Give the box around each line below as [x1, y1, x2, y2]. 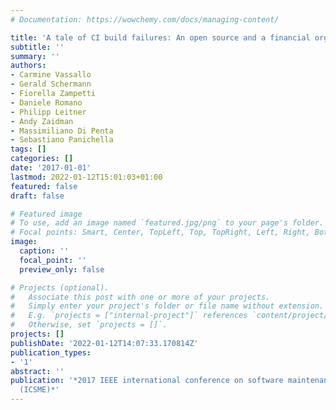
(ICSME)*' [19, 385, 60, 395]
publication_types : [10, 347, 92, 358]
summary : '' [10, 51, 60, 61]
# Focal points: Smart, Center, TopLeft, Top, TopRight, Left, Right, [10, 227, 311, 238]
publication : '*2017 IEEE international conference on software [10, 376, 284, 386]
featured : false [10, 181, 78, 191]
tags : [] [10, 144, 47, 155]
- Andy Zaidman [10, 116, 74, 126]
